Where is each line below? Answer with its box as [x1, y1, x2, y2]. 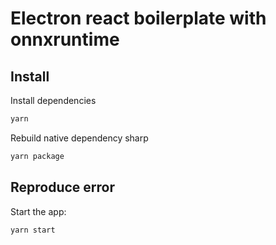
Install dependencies [10, 95, 97, 106]
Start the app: [10, 205, 67, 217]
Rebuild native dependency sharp [10, 132, 149, 144]
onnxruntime [10, 28, 120, 51]
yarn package [10, 151, 65, 161]
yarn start [10, 225, 56, 235]
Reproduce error [10, 179, 116, 196]
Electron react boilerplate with [10, 7, 267, 30]
